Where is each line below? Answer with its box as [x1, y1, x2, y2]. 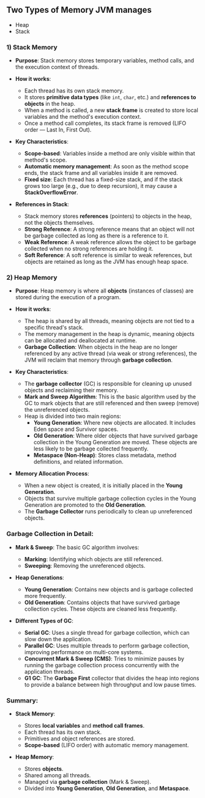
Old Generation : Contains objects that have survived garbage [24, 598, 181, 606]
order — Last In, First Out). [24, 126, 92, 133]
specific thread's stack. [24, 324, 84, 331]
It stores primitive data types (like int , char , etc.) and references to [24, 94, 196, 101]
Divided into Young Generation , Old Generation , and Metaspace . [24, 785, 191, 792]
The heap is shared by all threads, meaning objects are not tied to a [24, 318, 195, 325]
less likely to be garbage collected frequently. [33, 445, 149, 452]
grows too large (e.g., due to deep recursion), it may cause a [24, 182, 177, 190]
